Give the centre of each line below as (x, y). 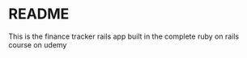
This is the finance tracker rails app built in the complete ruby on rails (124, 36)
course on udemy (38, 44)
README (39, 14)
